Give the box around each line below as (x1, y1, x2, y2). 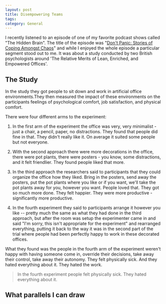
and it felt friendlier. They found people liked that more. (12, 159, 125, 165)
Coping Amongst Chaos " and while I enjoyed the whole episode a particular (5, 45, 160, 51)
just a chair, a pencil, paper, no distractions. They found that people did (12, 129, 158, 135)
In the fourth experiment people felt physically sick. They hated (17, 271, 147, 277)
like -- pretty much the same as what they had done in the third (12, 210, 142, 216)
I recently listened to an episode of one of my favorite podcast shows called (5, 35, 160, 41)
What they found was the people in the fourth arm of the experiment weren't (5, 246, 161, 252)
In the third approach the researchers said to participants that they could (12, 169, 161, 175)
